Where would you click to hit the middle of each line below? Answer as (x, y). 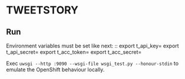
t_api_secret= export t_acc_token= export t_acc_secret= (74, 52)
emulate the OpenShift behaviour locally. (55, 70)
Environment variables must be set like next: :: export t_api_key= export (92, 46)
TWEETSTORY (42, 10)
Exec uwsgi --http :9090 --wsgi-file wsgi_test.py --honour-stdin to (92, 63)
